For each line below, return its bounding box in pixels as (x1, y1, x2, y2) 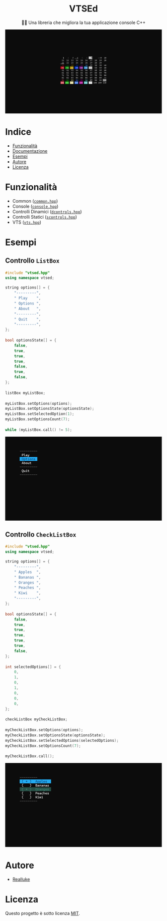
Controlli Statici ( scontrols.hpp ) (12, 214, 77, 220)
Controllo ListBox (5, 257, 60, 265)
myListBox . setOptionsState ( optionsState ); (5, 406, 94, 411)
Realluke (12, 877, 30, 883)
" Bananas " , (14, 575, 41, 580)
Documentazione (12, 148, 48, 154)
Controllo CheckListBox (5, 530, 77, 539)
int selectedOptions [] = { (5, 664, 61, 669)
